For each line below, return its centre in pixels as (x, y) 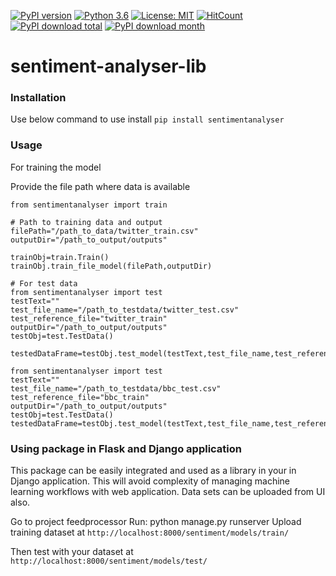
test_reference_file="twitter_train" (89, 318)
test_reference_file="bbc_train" (80, 397)
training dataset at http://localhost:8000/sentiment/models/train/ (150, 532)
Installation (38, 98)
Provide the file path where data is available (100, 186)
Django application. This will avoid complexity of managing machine (150, 481)
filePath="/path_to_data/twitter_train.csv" (104, 231)
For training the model (56, 167)
